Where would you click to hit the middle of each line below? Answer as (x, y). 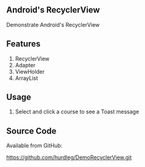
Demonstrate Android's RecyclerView (53, 24)
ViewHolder (30, 71)
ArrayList (26, 78)
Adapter (25, 65)
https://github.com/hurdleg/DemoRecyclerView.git (69, 157)
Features (23, 44)
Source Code (31, 131)
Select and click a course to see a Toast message (77, 112)
